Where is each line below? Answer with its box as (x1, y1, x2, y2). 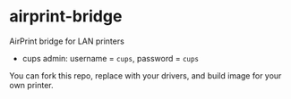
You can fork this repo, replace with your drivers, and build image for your (9, 70, 282, 81)
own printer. (9, 79, 54, 90)
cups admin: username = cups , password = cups (21, 53, 200, 63)
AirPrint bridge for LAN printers (9, 36, 125, 46)
